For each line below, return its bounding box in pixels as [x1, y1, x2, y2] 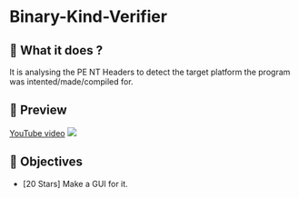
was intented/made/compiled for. [9, 76, 134, 87]
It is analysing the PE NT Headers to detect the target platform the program [9, 66, 291, 77]
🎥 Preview [9, 103, 67, 118]
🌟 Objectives [9, 154, 84, 170]
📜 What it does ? [9, 43, 103, 58]
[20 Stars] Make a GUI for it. [22, 178, 129, 189]
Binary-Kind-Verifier [9, 6, 168, 27]
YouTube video [9, 127, 65, 138]
